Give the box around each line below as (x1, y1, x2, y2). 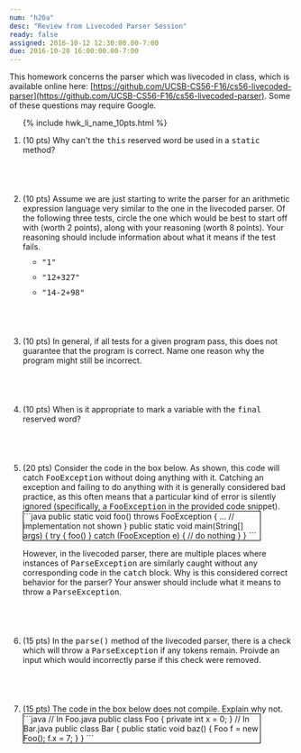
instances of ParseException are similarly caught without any (22, 558, 259, 568)
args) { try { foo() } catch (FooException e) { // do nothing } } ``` (23, 531, 257, 541)
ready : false (9, 30, 59, 39)
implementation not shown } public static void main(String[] (23, 521, 244, 531)
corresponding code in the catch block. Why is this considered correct (22, 567, 288, 578)
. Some (264, 91, 291, 102)
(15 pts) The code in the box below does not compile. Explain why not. (22, 703, 284, 714)
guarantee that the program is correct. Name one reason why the (22, 346, 265, 357)
